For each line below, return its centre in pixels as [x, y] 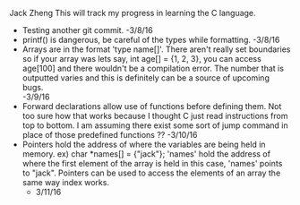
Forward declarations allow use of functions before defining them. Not [152, 106]
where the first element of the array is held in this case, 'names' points [152, 163]
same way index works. [66, 182]
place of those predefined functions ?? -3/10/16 [110, 135]
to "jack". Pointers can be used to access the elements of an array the [151, 173]
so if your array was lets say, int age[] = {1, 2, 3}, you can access [141, 59]
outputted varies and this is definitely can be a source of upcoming [146, 78]
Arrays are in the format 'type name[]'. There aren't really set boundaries [156, 49]
